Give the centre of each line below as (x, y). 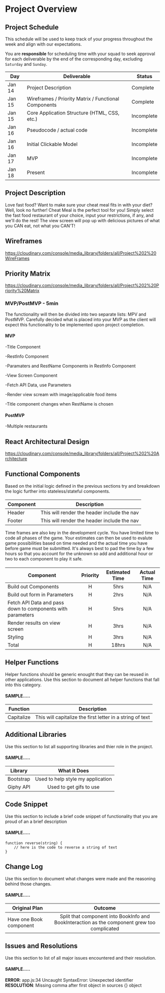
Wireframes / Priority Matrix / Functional (73, 99)
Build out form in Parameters (41, 594)
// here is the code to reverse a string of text (66, 847)
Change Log (24, 867)
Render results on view (34, 623)
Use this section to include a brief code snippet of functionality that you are (82, 816)
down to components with (38, 609)
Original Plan (27, 908)
